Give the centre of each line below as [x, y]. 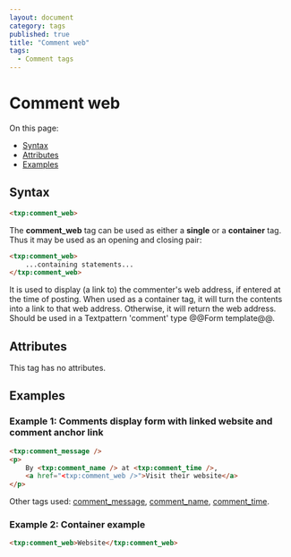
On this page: [34, 128]
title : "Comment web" [50, 42]
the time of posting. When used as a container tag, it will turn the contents [146, 300]
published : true [39, 34]
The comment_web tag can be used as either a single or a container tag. [145, 230]
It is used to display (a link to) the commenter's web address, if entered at [145, 290]
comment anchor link [56, 433]
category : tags [38, 26]
